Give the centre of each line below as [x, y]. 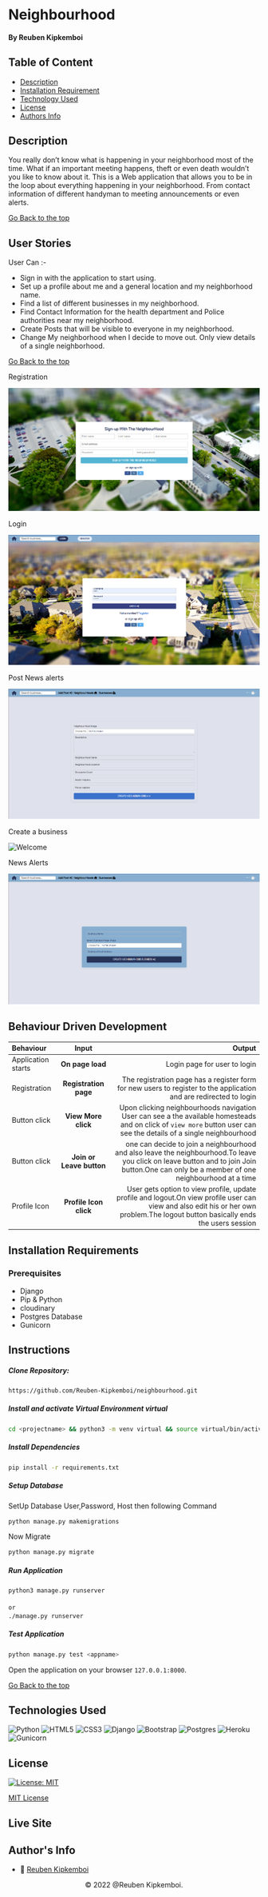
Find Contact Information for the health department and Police [122, 312]
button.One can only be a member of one [189, 1170]
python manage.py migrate [51, 1552]
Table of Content [51, 63]
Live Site [30, 1823]
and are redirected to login [213, 1096]
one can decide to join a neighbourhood [191, 1144]
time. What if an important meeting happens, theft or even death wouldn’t [129, 169]
